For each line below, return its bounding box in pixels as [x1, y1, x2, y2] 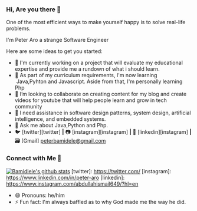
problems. [6, 25, 31, 32]
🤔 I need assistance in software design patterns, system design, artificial [14, 109, 191, 117]
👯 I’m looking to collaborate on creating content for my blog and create [14, 91, 187, 98]
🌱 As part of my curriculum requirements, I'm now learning [14, 72, 157, 79]
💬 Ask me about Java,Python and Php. [14, 122, 108, 129]
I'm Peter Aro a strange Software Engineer [6, 37, 109, 44]
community [14, 103, 42, 110]
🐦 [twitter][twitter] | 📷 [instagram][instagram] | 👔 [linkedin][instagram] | [14, 128, 192, 136]
